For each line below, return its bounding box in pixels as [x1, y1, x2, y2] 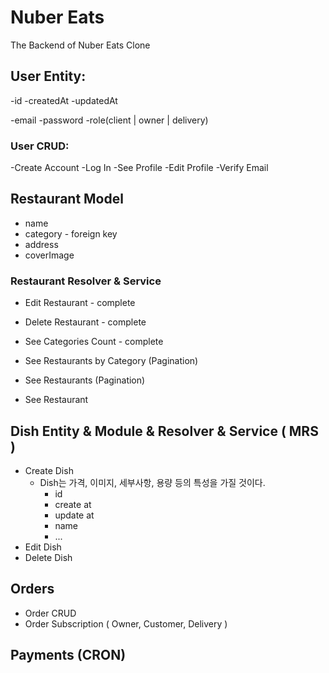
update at [54, 509, 95, 521]
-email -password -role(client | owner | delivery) [10, 114, 209, 126]
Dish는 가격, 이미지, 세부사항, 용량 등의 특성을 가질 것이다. [39, 476, 266, 488]
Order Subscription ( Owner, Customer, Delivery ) [24, 617, 228, 630]
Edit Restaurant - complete [24, 297, 136, 309]
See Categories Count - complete [24, 336, 164, 348]
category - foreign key [24, 227, 118, 240]
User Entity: [10, 68, 87, 85]
